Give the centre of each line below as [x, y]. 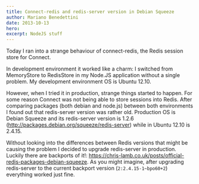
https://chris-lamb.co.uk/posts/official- [136, 155]
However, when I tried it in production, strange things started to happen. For [99, 93]
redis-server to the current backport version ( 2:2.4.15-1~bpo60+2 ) [87, 168]
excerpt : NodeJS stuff [34, 34]
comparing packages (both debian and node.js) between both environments [100, 106]
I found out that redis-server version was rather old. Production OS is [91, 112]
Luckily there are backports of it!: [47, 155]
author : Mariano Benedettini [42, 17]
